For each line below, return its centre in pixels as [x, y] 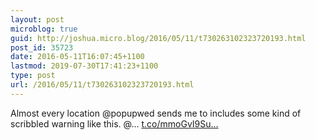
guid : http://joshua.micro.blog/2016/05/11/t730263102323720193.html [158, 38]
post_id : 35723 [42, 47]
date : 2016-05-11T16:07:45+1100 [77, 57]
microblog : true [44, 29]
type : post [33, 76]
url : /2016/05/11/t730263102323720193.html [102, 85]
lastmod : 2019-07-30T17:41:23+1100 [84, 66]
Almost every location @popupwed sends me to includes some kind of [156, 113]
